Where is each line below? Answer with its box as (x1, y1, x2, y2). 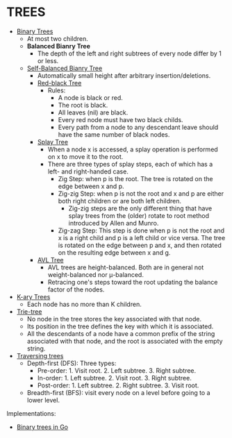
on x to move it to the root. (47, 152, 124, 160)
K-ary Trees (16, 292, 51, 301)
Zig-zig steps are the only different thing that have (68, 204, 213, 212)
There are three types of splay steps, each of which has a (47, 160, 213, 168)
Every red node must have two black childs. (58, 115, 183, 124)
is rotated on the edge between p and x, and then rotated (58, 241, 222, 249)
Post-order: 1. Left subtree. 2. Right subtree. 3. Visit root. (37, 381, 199, 389)
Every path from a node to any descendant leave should (58, 123, 219, 131)
